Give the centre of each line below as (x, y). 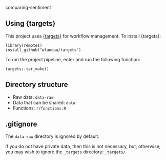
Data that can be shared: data (44, 102)
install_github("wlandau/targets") (43, 50)
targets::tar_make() (27, 69)
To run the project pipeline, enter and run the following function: (73, 59)
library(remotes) (24, 45)
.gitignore (21, 124)
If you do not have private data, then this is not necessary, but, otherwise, (83, 147)
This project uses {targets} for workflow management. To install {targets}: (83, 36)
